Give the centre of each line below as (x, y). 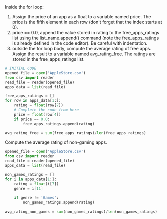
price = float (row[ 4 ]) (38, 114)
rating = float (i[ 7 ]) (36, 184)
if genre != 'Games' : (36, 198)
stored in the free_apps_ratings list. (48, 59)
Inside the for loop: (24, 7)
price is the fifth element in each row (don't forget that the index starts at (87, 22)
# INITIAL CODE (21, 68)
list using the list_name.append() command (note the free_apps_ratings (85, 38)
